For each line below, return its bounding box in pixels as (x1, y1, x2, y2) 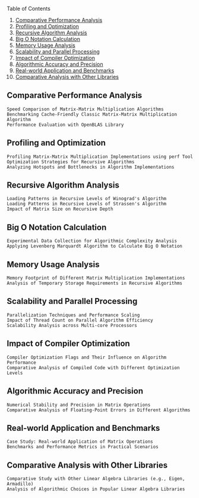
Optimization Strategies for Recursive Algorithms (7, 158, 135, 165)
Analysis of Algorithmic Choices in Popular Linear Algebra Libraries (7, 486, 185, 492)
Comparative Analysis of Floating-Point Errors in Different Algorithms (7, 407, 191, 413)
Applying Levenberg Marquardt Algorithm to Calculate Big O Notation (7, 243, 183, 249)
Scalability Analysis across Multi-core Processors (7, 322, 137, 328)
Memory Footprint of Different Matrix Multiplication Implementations (7, 275, 185, 281)
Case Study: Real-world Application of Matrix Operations (7, 439, 153, 445)
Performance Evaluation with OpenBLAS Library (7, 122, 124, 128)
